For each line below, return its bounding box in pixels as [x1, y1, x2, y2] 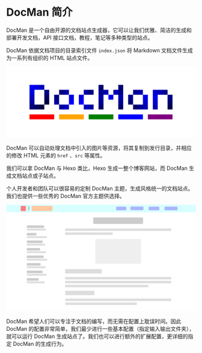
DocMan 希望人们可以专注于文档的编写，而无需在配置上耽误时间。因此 [6, 318, 182, 325]
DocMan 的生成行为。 [13, 340, 67, 348]
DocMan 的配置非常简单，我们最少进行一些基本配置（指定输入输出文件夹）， [6, 325, 195, 333]
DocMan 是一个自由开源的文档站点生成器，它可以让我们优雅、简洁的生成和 [6, 26, 192, 34]
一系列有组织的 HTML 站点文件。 [11, 54, 93, 61]
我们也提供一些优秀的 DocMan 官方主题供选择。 [6, 192, 125, 199]
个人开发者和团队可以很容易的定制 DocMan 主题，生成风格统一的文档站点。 [6, 184, 194, 192]
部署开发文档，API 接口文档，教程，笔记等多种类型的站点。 [6, 34, 153, 41]
